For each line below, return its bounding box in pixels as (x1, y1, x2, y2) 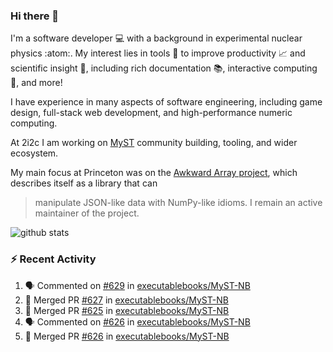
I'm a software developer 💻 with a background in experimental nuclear (10, 32, 303, 44)
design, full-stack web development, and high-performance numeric (10, 107, 293, 119)
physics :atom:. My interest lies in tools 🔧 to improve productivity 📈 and (10, 47, 306, 59)
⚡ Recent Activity (10, 252, 97, 266)
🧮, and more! (10, 77, 63, 89)
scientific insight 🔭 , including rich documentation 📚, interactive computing (10, 62, 318, 74)
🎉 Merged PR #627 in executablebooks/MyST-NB (24, 294, 229, 306)
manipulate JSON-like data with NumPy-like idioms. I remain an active (34, 197, 323, 209)
